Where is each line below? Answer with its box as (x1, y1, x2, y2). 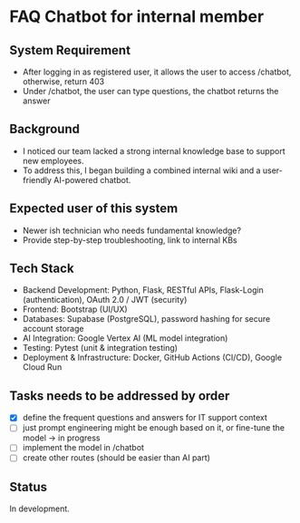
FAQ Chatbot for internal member (9, 6, 265, 27)
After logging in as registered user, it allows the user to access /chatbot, (22, 66, 292, 77)
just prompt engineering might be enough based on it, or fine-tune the (22, 422, 285, 433)
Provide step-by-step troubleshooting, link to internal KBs (22, 234, 237, 246)
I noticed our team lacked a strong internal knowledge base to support (22, 145, 285, 156)
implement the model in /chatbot (22, 442, 145, 453)
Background (9, 121, 80, 137)
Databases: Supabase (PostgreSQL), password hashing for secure (22, 314, 271, 324)
